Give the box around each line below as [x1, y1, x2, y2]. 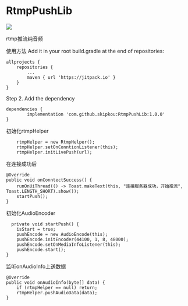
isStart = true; [16, 226, 56, 232]
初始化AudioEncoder [6, 209, 56, 217]
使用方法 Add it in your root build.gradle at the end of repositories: [6, 47, 164, 54]
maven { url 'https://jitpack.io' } [27, 74, 116, 80]
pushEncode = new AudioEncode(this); [16, 231, 108, 237]
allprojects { [6, 59, 41, 65]
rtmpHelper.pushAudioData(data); [16, 290, 98, 295]
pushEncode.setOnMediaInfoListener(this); [16, 241, 121, 248]
